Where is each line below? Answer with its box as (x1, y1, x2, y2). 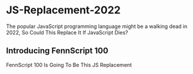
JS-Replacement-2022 (6, 3, 121, 17)
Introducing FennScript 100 (6, 46, 109, 56)
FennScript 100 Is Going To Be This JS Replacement (6, 61, 132, 68)
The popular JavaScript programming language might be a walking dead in (6, 23, 188, 30)
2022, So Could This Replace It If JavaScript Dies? (6, 29, 128, 36)
